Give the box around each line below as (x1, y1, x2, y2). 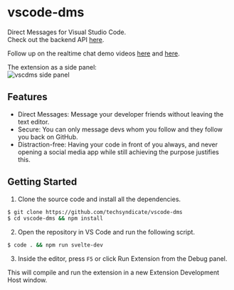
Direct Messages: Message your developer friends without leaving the (17, 109, 224, 118)
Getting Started (7, 176, 78, 188)
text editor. (17, 117, 50, 126)
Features (7, 91, 48, 103)
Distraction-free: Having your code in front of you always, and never (17, 140, 218, 149)
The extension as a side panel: (7, 63, 97, 71)
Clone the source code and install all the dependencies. (17, 195, 181, 203)
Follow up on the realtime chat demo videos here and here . (7, 49, 180, 58)
